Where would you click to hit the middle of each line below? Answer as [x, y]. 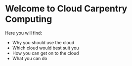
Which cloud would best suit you [45, 48]
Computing [29, 19]
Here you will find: [23, 33]
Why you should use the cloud [43, 42]
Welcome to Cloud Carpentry [66, 9]
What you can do [30, 58]
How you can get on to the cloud [45, 53]
